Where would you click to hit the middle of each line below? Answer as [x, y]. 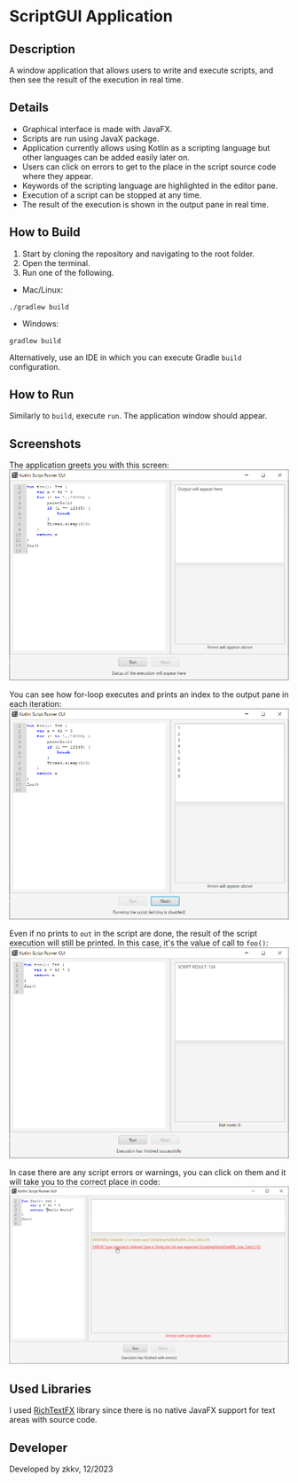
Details [29, 108]
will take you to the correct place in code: [85, 1182]
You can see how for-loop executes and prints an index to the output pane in [149, 694]
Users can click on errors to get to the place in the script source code [149, 167]
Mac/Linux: [43, 289]
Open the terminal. [56, 263]
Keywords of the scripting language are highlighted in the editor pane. [149, 185]
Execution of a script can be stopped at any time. [112, 195]
